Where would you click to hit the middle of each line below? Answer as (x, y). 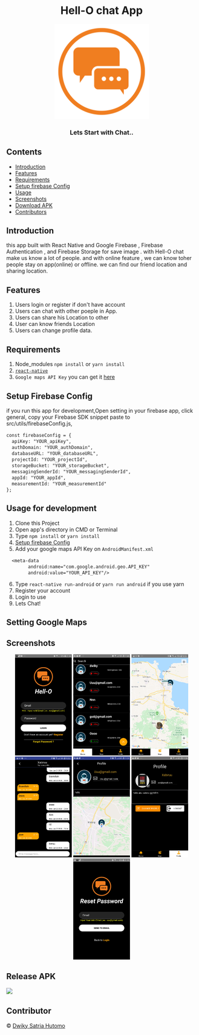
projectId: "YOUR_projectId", (50, 459)
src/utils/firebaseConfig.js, (39, 423)
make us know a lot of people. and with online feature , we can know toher (99, 258)
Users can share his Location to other (62, 318)
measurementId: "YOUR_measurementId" (59, 484)
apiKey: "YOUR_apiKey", (41, 441)
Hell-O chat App (102, 11)
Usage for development (51, 509)
